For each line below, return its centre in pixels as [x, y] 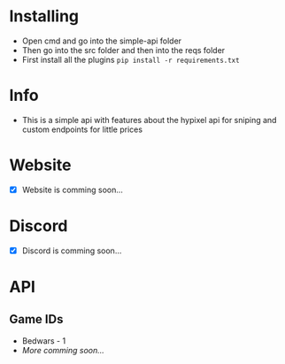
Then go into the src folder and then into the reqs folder [123, 50]
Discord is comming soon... [72, 251]
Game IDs [36, 319]
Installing [44, 16]
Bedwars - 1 [44, 341]
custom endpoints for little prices [82, 129]
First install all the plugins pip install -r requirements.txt [131, 59]
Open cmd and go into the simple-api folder [102, 41]
